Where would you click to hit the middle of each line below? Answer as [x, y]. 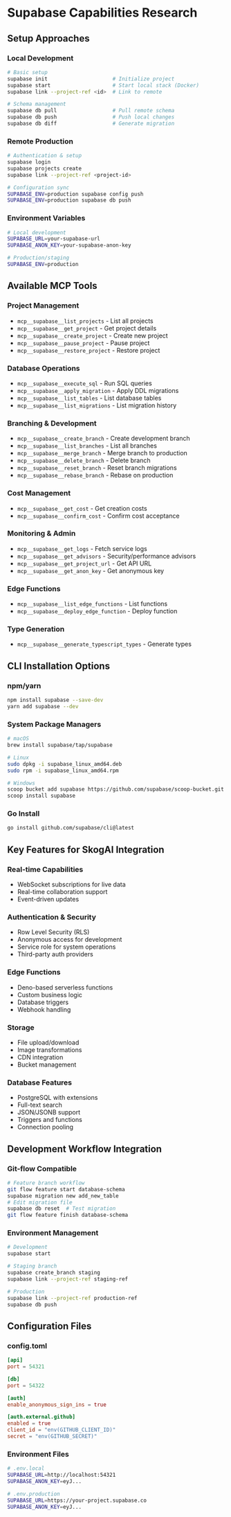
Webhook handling [44, 1009]
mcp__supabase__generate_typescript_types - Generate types [104, 644]
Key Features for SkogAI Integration [86, 849]
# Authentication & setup [44, 156]
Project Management [43, 306]
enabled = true [29, 1423]
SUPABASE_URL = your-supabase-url [54, 239]
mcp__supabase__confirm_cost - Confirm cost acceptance [98, 516]
